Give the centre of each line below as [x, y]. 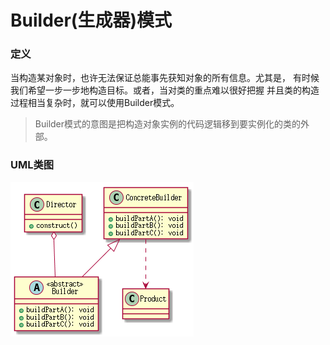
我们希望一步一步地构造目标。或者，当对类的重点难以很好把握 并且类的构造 [165, 90]
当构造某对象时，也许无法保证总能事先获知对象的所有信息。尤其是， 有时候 [165, 78]
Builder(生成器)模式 [91, 20]
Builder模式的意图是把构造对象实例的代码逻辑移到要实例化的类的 [168, 124]
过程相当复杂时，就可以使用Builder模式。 [95, 103]
